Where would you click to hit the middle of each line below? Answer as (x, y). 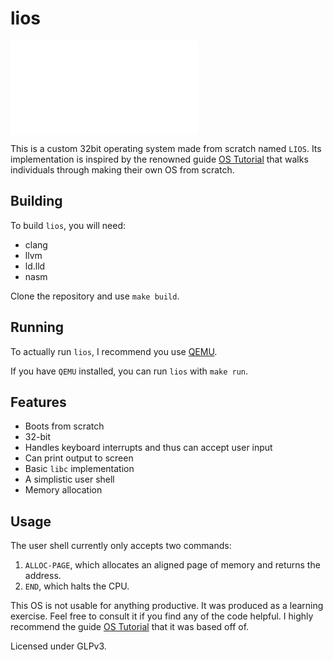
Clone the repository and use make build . (95, 296)
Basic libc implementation (79, 469)
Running (37, 327)
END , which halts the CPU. (77, 586)
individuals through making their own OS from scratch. (122, 169)
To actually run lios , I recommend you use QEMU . (114, 351)
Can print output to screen (79, 458)
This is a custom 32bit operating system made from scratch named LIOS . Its (166, 148)
